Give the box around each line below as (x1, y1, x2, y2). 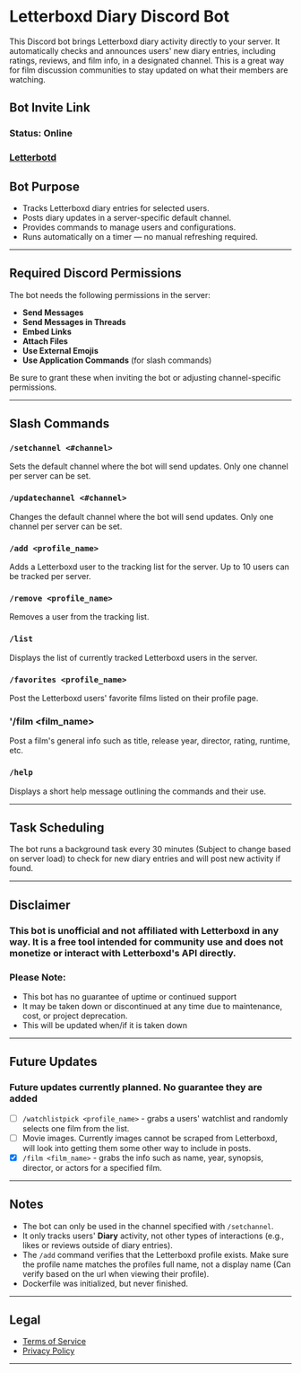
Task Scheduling (9, 820, 105, 835)
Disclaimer (9, 897, 71, 912)
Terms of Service (21, 1336, 87, 1347)
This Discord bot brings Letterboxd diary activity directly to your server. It (9, 36, 280, 47)
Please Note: (9, 971, 66, 983)
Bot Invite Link (9, 101, 91, 116)
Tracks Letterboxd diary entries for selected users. (21, 202, 210, 213)
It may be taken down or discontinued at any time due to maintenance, (21, 1000, 283, 1011)
